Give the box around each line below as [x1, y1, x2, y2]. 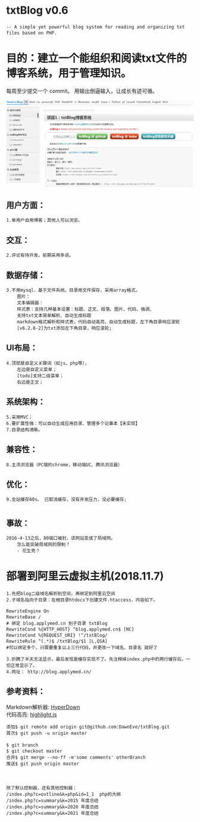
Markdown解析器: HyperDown [6, 703, 80, 711]
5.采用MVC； [6, 414, 33, 420]
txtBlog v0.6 [6, 4, 68, 17]
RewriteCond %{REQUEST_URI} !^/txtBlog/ [6, 632, 108, 638]
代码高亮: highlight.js [6, 711, 57, 718]
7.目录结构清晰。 [6, 426, 43, 432]
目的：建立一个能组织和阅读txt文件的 [6, 52, 187, 66]
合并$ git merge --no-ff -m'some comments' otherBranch [6, 754, 146, 760]
